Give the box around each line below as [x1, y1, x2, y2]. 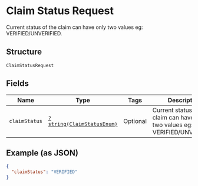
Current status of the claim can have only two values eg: [6, 24, 143, 31]
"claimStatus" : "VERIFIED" [11, 169, 78, 175]
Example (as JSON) [6, 148, 78, 158]
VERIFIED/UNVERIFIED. [6, 29, 62, 36]
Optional [123, 117, 147, 125]
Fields [6, 78, 29, 89]
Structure [6, 47, 42, 57]
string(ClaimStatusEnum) [48, 121, 118, 127]
